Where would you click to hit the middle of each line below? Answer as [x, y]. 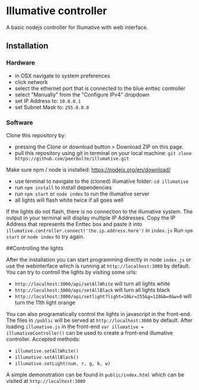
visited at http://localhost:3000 [46, 381]
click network [31, 82]
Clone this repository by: [36, 135]
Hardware [21, 63]
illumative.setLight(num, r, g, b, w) [62, 363]
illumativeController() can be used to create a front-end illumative [89, 333]
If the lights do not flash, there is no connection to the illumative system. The [99, 211]
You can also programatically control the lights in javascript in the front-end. [99, 314]
